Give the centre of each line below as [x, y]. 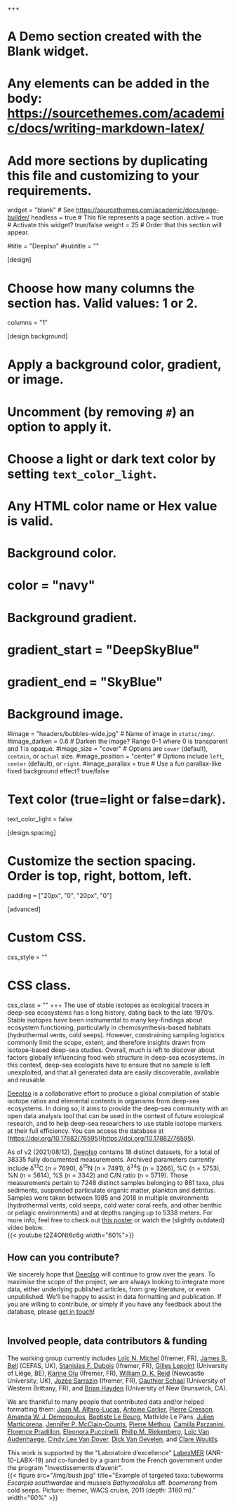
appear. [18, 232]
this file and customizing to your [103, 176]
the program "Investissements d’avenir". [65, 1467]
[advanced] [24, 909]
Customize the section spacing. [102, 861]
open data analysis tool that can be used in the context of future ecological [116, 1115]
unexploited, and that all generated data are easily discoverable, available [113, 1072]
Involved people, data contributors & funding [107, 1341]
